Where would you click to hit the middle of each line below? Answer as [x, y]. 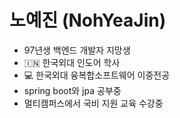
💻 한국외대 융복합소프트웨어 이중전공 [97, 75]
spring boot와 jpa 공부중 [72, 90]
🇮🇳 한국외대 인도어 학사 [72, 62]
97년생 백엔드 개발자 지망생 [77, 50]
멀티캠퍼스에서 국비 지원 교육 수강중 [93, 103]
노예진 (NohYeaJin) [88, 20]
